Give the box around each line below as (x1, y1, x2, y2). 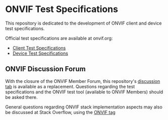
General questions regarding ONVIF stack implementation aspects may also (5, 104, 162, 110)
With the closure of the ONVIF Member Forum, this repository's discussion (5, 78, 160, 84)
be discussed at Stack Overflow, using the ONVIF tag (5, 109, 116, 115)
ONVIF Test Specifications (5, 4, 119, 15)
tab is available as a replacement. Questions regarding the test (5, 83, 135, 89)
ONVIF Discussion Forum (5, 65, 86, 73)
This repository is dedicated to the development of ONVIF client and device (5, 20, 162, 26)
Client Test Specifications (12, 45, 66, 51)
